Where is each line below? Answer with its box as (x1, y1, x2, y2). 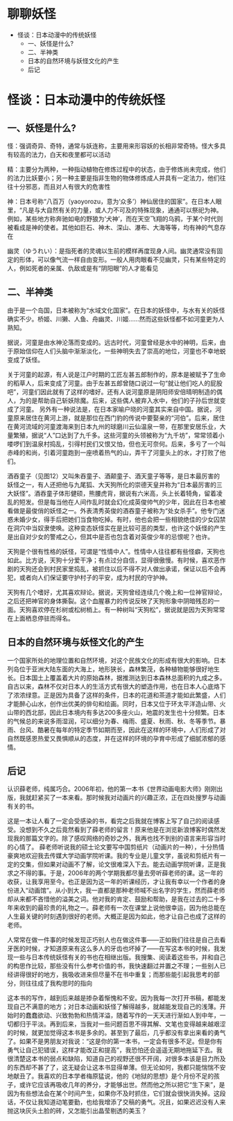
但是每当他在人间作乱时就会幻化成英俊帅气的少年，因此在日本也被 (37, 498, 226, 506)
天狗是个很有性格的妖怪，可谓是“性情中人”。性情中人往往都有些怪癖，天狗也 (7, 547, 225, 555)
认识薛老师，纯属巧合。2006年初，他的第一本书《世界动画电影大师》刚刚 (7, 785, 217, 793)
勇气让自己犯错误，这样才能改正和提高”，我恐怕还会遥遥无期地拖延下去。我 (7, 1046, 223, 1054)
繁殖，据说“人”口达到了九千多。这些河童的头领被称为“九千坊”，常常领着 (12, 431, 218, 439)
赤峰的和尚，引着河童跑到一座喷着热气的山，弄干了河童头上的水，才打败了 (7, 448, 220, 457)
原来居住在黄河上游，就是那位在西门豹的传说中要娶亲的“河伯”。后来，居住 (12, 414, 225, 422)
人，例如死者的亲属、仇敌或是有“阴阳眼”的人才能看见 (7, 264, 159, 272)
